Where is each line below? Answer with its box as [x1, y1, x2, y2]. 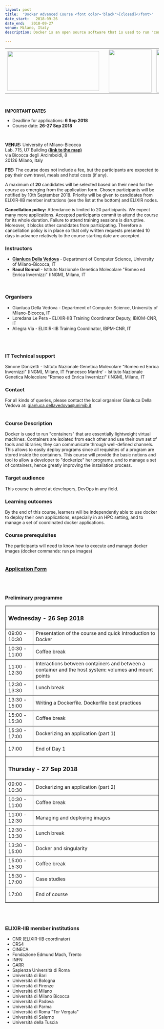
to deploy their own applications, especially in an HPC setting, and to [5, 514, 143, 520]
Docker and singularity [36, 845, 88, 852]
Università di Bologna [12, 978, 56, 983]
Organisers [5, 294, 33, 301]
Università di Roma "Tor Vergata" [12, 1009, 79, 1015]
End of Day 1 [36, 746, 66, 753]
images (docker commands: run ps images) [5, 548, 93, 554]
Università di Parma [12, 1004, 52, 1010]
